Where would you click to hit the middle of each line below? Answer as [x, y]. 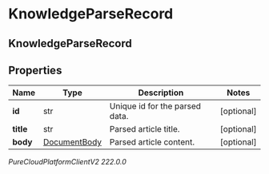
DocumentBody [72, 142]
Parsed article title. [145, 129]
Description [161, 93]
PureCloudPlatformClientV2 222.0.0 [67, 162]
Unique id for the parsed [155, 106]
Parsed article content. [152, 142]
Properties [35, 70]
